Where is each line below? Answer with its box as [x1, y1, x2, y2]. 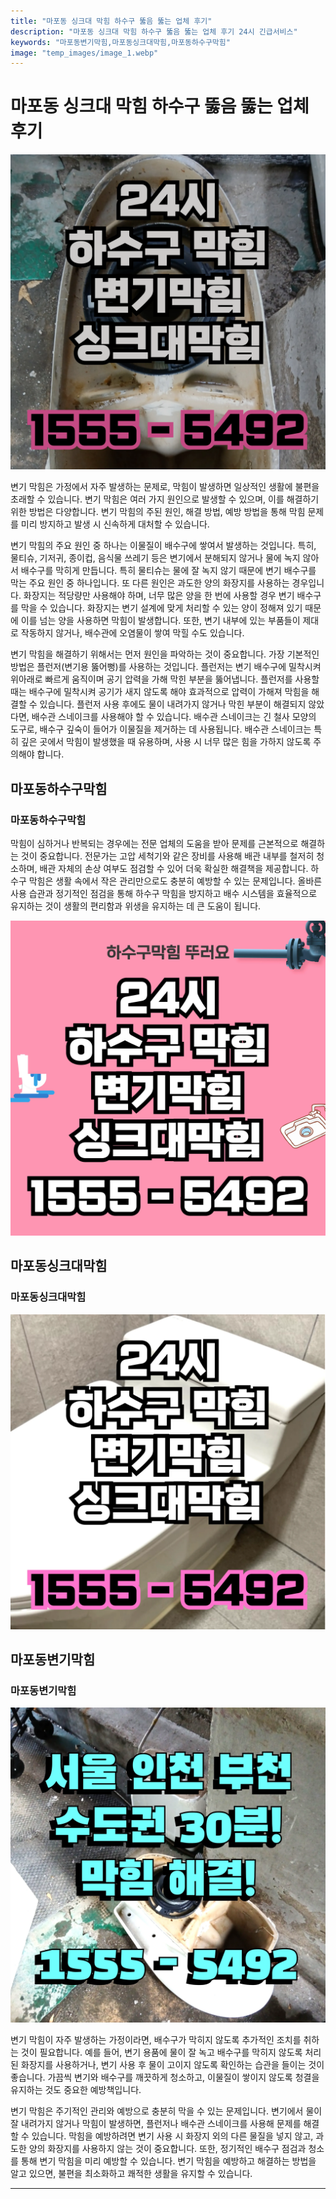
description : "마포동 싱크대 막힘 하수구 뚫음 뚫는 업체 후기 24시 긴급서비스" [10, 26, 298, 37]
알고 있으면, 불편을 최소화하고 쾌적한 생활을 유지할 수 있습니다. [10, 2168, 253, 2180]
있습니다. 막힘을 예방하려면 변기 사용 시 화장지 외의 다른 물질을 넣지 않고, [31, 2130, 314, 2142]
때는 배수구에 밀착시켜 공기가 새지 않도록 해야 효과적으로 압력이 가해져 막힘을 [10, 686, 310, 698]
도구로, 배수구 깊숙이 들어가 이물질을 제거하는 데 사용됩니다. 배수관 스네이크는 [10, 723, 312, 735]
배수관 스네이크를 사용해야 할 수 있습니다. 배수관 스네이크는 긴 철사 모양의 [31, 711, 317, 723]
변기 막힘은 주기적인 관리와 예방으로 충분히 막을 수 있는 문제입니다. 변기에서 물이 [10, 2105, 323, 2117]
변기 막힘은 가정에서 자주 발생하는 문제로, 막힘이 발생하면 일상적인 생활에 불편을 [10, 481, 320, 493]
